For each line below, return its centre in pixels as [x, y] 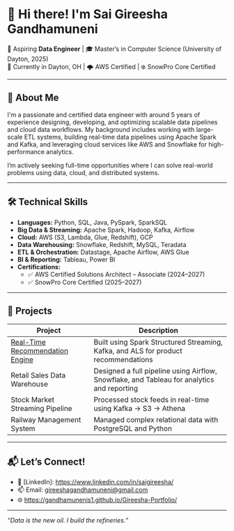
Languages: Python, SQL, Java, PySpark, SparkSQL [92, 222]
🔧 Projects [30, 311]
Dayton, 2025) [28, 59]
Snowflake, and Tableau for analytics [154, 380]
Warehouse [30, 384]
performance [26, 151]
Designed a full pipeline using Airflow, [155, 371]
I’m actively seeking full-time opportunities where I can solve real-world [110, 165]
